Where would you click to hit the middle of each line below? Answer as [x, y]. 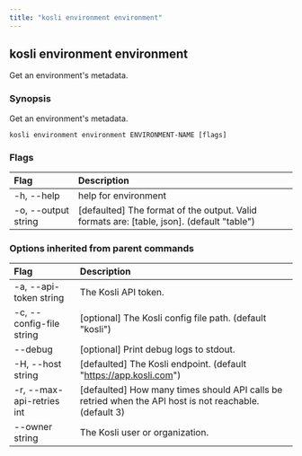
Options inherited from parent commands [102, 248]
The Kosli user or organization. [144, 433]
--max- [45, 390]
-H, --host [38, 364]
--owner [33, 427]
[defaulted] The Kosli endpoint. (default [163, 364]
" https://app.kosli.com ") [130, 375]
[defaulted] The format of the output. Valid [168, 210]
